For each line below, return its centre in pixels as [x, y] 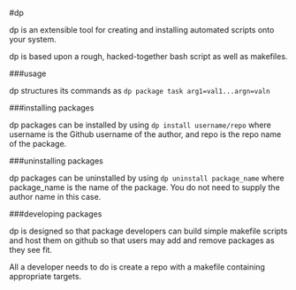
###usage [28, 73]
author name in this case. [55, 197]
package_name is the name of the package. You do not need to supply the [144, 187]
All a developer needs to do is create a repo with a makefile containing [137, 267]
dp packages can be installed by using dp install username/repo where [140, 125]
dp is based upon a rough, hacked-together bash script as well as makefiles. [148, 56]
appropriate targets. [46, 276]
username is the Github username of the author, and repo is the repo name [145, 134]
